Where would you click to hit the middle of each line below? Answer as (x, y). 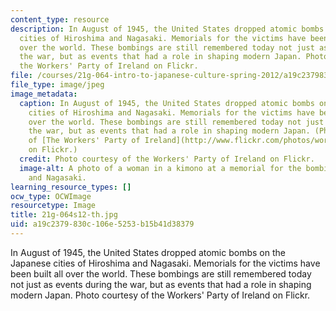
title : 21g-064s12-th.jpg (64, 215)
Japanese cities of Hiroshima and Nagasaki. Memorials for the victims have (165, 263)
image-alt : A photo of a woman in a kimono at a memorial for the (160, 168)
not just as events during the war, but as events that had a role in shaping (161, 284)
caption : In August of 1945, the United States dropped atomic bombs (167, 103)
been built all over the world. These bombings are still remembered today (161, 273)
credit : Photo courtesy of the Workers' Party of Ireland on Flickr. (167, 159)
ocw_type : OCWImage (51, 196)
